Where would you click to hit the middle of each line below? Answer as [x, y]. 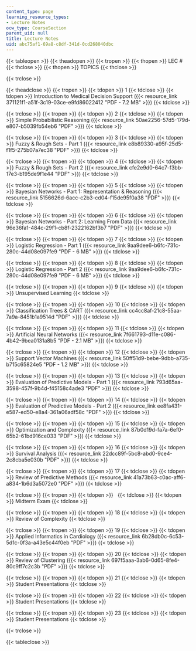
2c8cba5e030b [25, 460]
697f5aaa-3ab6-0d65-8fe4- [145, 560]
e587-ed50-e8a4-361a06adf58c [45, 412]
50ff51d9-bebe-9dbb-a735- [157, 358]
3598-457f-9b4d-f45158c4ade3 [45, 388]
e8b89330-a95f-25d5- [156, 144]
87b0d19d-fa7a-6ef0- [157, 429]
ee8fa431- [170, 406]
